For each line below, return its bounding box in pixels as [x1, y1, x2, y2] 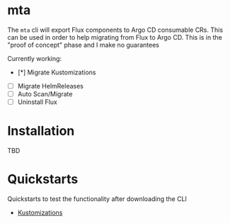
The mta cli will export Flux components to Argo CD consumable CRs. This [7, 25, 224, 34]
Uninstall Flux [17, 98, 58, 106]
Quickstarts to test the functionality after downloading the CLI [7, 195, 188, 203]
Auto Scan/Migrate [17, 90, 73, 98]
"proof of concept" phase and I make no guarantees [7, 40, 160, 49]
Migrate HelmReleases [17, 81, 84, 90]
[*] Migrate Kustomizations [17, 68, 96, 76]
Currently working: [7, 54, 62, 62]
